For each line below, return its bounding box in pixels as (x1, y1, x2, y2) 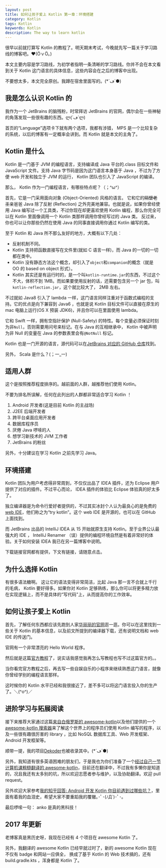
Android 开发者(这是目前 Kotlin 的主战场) (12, 402, 95, 408)
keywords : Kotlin (5, 26, 41, 31)
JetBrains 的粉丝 (12, 439, 46, 445)
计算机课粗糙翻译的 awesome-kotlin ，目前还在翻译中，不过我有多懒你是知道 (5, 764, 161, 770)
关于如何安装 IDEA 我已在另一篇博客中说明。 (13, 538, 104, 544)
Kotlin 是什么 (5, 147, 45, 155)
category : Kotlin (5, 16, 41, 21)
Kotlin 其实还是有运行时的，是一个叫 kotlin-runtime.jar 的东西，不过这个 (12, 272, 161, 278)
